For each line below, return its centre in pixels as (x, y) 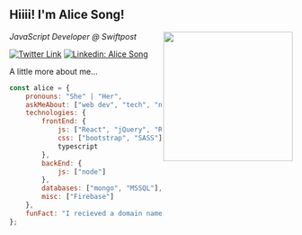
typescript (78, 146)
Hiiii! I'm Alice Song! (67, 15)
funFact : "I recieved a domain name (94, 213)
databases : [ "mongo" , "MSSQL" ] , (102, 188)
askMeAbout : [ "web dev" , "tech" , (88, 104)
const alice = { (40, 88)
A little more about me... (53, 71)
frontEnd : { (64, 122)
